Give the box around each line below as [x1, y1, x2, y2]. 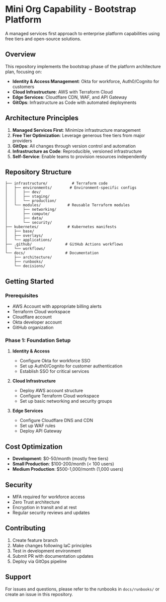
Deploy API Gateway [19, 428, 62, 434]
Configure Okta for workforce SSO [19, 358, 91, 364]
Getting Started [5, 277, 54, 285]
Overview [5, 50, 36, 59]
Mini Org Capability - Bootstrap [5, 3, 137, 15]
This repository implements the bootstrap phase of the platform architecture [5, 63, 161, 69]
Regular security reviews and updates [12, 510, 90, 516]
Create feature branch [12, 537, 58, 543]
